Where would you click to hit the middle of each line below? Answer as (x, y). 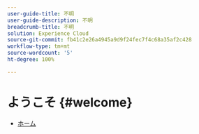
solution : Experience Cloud (48, 33)
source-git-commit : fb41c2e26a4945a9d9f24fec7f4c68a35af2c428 (99, 40)
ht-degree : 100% (31, 60)
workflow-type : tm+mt (39, 46)
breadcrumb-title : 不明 (41, 27)
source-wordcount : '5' (40, 53)
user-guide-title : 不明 (41, 14)
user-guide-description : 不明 (50, 20)
